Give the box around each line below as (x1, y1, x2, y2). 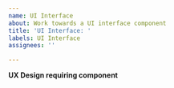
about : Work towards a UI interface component (8, 19, 167, 27)
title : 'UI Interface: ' (8, 26, 91, 34)
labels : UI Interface (8, 34, 81, 42)
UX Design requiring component (8, 70, 119, 80)
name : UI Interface (8, 11, 74, 20)
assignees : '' (8, 42, 56, 50)
